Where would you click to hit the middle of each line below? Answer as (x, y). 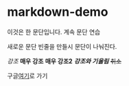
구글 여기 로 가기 (27, 76)
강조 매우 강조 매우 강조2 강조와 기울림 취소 (64, 61)
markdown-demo (58, 12)
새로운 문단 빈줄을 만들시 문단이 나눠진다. (62, 46)
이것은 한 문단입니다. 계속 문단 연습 (54, 32)
